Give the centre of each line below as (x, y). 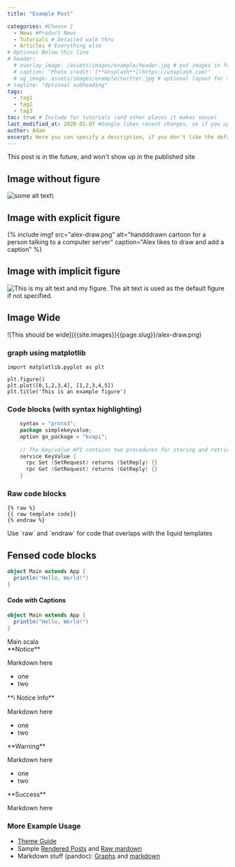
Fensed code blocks (52, 555)
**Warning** (27, 746)
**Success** (27, 794)
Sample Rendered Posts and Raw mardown (79, 848)
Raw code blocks (37, 494)
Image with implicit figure (64, 271)
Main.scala (23, 642)
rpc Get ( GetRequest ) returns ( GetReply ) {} (92, 470)
